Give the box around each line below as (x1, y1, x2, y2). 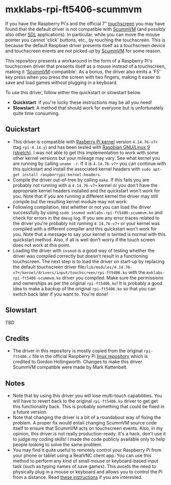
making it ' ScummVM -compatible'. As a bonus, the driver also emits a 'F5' (5, 68, 161, 75)
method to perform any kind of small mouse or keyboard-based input (12, 458, 159, 464)
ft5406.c (12, 354, 32, 360)
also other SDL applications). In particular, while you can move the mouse (5, 31, 160, 37)
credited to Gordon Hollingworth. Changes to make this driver (12, 359, 142, 365)
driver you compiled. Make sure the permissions (62, 275, 164, 281)
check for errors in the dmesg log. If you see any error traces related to (12, 215, 160, 221)
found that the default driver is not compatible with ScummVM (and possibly (5, 26, 166, 32)
